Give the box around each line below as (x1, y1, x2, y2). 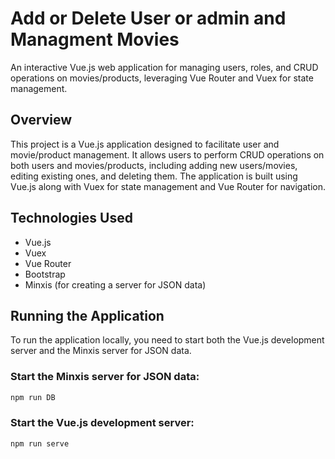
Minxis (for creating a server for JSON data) (24, 278, 207, 291)
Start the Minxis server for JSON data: (10, 370, 200, 384)
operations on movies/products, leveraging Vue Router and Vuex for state (10, 72, 314, 84)
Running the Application (10, 307, 165, 324)
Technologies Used (10, 210, 133, 227)
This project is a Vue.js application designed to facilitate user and (10, 138, 280, 150)
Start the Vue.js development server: (10, 416, 195, 430)
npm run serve (10, 438, 70, 449)
